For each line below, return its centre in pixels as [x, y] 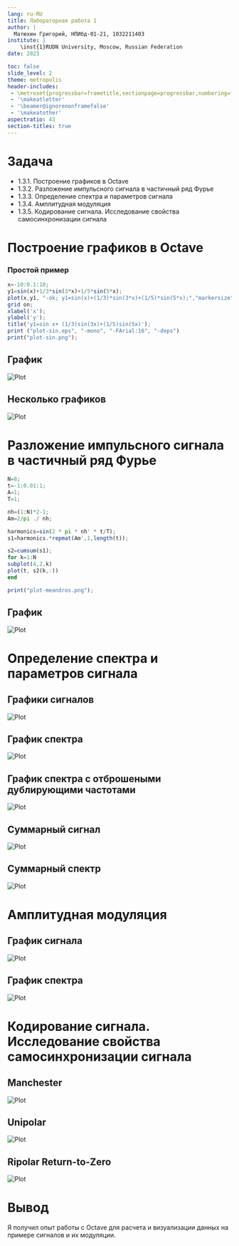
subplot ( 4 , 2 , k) [30, 564]
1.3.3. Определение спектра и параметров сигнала [95, 196]
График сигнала [45, 941]
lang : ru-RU [25, 14]
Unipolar [27, 1122]
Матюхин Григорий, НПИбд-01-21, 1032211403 [79, 34]
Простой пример [38, 270]
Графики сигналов [51, 700]
